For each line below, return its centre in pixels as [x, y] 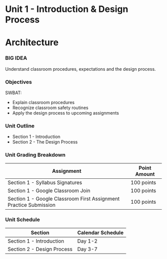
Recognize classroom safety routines [50, 108]
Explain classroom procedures [43, 102]
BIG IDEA [16, 58]
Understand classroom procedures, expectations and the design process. [81, 69]
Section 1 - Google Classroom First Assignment [64, 199]
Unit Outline [20, 126]
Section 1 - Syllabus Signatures [45, 182]
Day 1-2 [87, 241]
